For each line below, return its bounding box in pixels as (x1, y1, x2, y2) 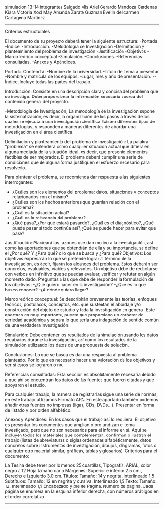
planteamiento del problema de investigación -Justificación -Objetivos (5, 48, 146, 54)
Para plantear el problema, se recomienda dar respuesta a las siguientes (5, 174, 150, 180)
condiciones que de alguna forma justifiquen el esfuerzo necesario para (5, 159, 150, 165)
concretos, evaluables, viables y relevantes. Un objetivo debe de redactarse (5, 266, 158, 271)
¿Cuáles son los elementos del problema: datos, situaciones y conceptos (12, 189, 159, 194)
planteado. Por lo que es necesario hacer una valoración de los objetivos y (5, 357, 155, 363)
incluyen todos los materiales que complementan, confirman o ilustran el (5, 432, 151, 438)
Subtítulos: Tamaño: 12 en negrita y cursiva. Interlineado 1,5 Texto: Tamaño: (5, 478, 157, 484)
